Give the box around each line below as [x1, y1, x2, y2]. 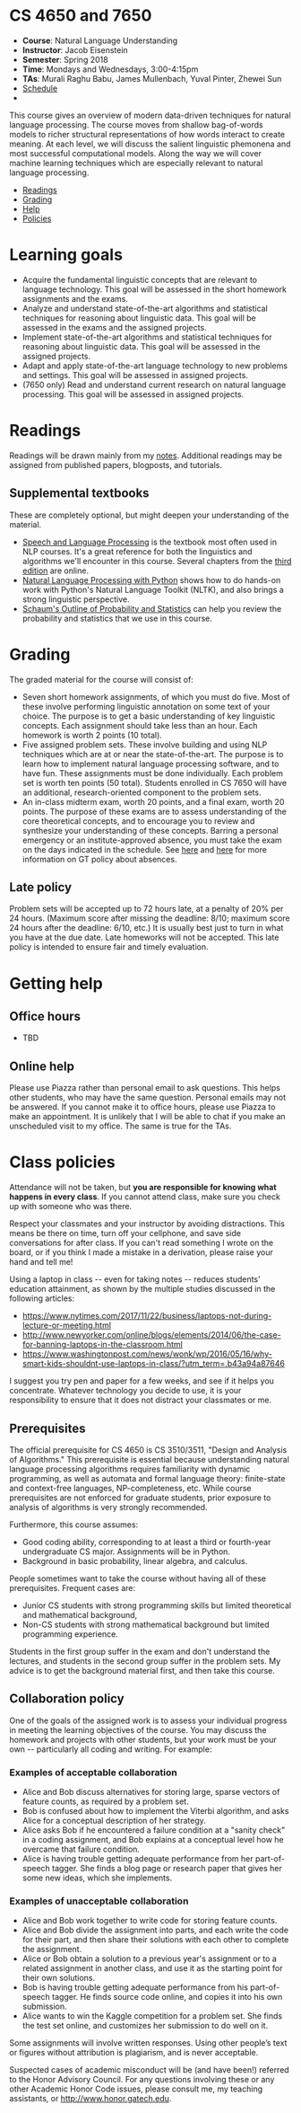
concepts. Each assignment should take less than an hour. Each [21, 720, 258, 730]
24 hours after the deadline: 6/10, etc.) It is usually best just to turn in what [9, 923, 284, 933]
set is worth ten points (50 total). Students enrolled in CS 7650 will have [21, 777, 288, 788]
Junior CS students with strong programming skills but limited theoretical [21, 1600, 292, 1611]
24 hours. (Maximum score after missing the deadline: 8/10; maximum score [9, 913, 290, 924]
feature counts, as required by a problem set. [21, 1796, 190, 1807]
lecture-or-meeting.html [21, 1320, 112, 1331]
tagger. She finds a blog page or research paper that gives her [52, 1863, 282, 1874]
